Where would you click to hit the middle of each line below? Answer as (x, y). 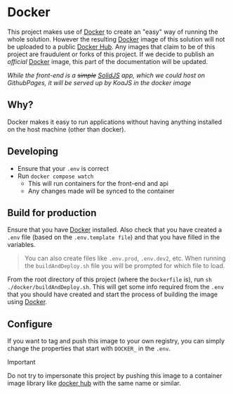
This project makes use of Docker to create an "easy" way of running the (113, 32)
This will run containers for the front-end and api (98, 183)
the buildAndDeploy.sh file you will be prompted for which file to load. (125, 266)
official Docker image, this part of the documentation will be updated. (108, 61)
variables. (21, 245)
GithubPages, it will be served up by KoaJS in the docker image (99, 82)
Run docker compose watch (55, 176)
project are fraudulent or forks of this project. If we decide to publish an (111, 54)
